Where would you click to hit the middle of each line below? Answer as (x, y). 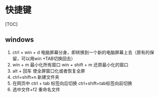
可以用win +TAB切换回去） (48, 58)
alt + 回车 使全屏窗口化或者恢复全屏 (49, 71)
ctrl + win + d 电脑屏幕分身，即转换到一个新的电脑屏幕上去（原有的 (81, 52)
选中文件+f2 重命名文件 (36, 89)
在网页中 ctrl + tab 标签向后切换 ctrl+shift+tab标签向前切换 (72, 83)
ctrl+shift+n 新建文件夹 (36, 77)
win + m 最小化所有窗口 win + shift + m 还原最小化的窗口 (70, 64)
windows (20, 40)
